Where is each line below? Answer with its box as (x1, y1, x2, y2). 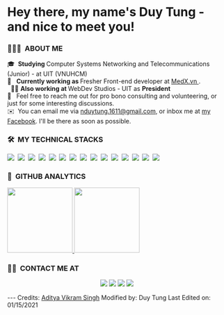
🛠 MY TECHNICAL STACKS (7, 135, 104, 144)
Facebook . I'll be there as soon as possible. (7, 117, 131, 126)
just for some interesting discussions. (7, 99, 115, 108)
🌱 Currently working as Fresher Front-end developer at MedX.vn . (7, 77, 201, 85)
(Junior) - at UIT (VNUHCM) (7, 70, 88, 78)
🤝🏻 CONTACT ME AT (7, 264, 80, 273)
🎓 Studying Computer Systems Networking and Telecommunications (7, 60, 210, 68)
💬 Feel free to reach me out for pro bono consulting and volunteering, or (7, 92, 217, 101)
